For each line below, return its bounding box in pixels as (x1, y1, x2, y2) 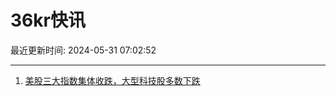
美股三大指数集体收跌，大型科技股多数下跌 (24, 74, 201, 86)
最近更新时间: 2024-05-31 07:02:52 (10, 44, 157, 56)
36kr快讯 (10, 9, 86, 32)
